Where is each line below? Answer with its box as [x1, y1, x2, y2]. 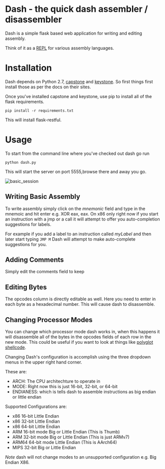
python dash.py [5, 160, 36, 165]
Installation [5, 63, 52, 73]
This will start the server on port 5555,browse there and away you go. [5, 169, 147, 175]
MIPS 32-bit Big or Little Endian [12, 445, 76, 451]
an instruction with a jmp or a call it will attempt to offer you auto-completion [5, 216, 160, 222]
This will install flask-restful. [5, 117, 62, 123]
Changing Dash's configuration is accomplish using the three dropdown [5, 354, 151, 360]
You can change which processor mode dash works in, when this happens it [5, 329, 160, 335]
